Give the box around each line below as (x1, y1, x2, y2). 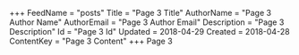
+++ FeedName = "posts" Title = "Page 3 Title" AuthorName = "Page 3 (9, 8, 271, 18)
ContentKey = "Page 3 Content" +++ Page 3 (9, 35, 173, 46)
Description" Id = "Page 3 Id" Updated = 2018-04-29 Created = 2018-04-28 (9, 27, 290, 36)
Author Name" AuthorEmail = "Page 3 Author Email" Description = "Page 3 (9, 17, 285, 27)
